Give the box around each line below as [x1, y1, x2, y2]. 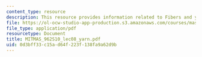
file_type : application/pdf [6, 25, 77, 31]
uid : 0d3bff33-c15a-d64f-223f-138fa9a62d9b [6, 42, 117, 48]
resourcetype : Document [6, 31, 66, 37]
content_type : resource [6, 8, 66, 15]
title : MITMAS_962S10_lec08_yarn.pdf [6, 36, 101, 42]
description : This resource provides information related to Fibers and [6, 14, 192, 20]
